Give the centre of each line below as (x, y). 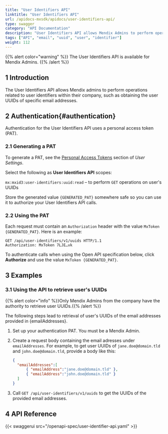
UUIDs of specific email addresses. (41, 100)
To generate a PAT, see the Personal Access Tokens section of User (75, 157)
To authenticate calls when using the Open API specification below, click (80, 254)
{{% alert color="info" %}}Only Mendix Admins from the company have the (82, 300)
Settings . (14, 163)
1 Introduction (27, 78)
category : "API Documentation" (38, 29)
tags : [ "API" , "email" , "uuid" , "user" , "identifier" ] (63, 38)
